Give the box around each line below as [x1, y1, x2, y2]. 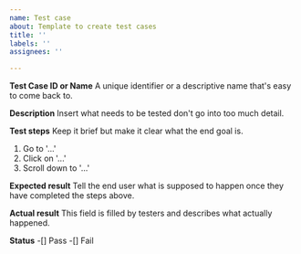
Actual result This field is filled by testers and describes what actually [9, 207, 273, 219]
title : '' [9, 30, 47, 39]
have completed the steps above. [9, 190, 135, 201]
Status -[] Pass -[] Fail [9, 235, 94, 247]
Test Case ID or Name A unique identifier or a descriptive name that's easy [9, 80, 292, 91]
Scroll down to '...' [22, 163, 90, 174]
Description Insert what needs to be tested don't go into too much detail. [9, 108, 285, 119]
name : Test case [9, 13, 71, 23]
